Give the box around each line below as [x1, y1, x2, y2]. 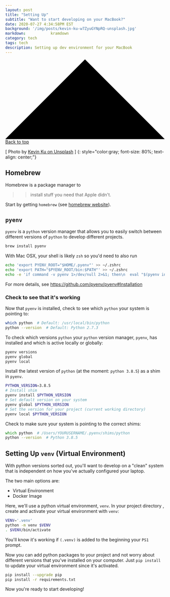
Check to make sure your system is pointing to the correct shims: [5, 421, 141, 427]
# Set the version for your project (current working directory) [5, 407, 146, 412]
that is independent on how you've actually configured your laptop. [5, 468, 145, 474]
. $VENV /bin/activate [5, 527, 51, 532]
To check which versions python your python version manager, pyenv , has [5, 334, 157, 340]
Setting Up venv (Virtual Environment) [5, 449, 125, 458]
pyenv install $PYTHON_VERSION [5, 393, 71, 398]
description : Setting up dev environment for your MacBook [5, 45, 133, 50]
